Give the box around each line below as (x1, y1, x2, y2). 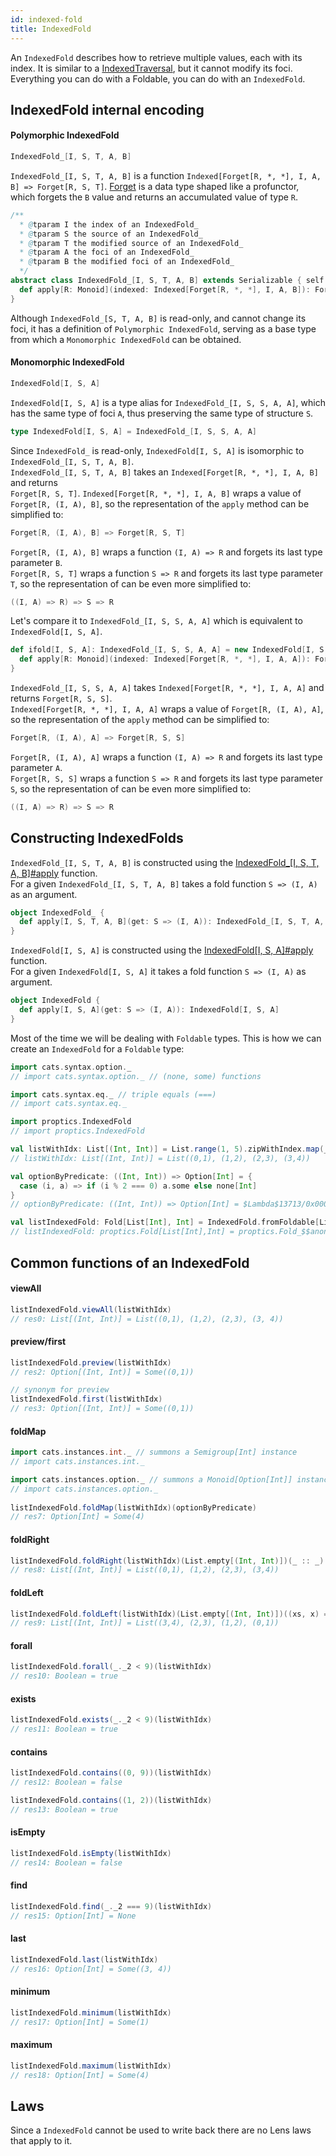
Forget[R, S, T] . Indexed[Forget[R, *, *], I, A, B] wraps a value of (10, 487, 302, 499)
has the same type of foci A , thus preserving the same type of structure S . (10, 407, 314, 419)
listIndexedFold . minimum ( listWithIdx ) (10, 2007, 172, 2018)
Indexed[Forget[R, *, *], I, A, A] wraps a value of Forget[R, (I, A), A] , (10, 703, 324, 715)
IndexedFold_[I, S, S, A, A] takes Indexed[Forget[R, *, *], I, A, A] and (10, 682, 325, 694)
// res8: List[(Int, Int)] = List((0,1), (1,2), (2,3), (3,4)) (10, 1565, 280, 1575)
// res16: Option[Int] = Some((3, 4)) (10, 1964, 172, 1974)
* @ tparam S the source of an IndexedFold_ (19, 229, 203, 239)
